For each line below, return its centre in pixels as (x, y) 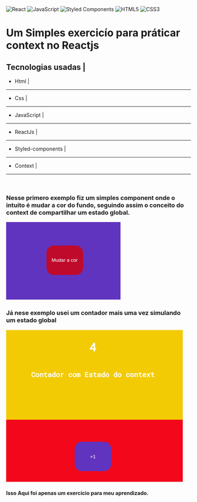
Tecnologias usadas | (46, 67)
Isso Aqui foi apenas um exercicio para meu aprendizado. (77, 493)
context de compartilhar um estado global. (68, 212)
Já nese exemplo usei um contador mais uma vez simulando (93, 313)
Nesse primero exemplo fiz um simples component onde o (91, 198)
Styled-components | (40, 149)
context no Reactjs (53, 46)
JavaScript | (29, 115)
